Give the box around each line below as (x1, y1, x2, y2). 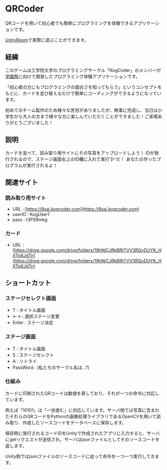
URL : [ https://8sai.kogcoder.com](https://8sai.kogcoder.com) (12, 206, 140, 212)
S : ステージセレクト (12, 352, 54, 358)
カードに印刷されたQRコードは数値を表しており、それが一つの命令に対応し (5, 390, 160, 396)
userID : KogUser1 (12, 212, 50, 218)
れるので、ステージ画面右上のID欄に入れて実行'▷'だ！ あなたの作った (13, 156, 157, 162)
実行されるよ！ (26, 162, 58, 168)
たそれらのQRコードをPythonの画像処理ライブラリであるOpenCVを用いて (5, 413, 157, 419)
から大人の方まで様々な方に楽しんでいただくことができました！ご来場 (13, 113, 158, 119)
